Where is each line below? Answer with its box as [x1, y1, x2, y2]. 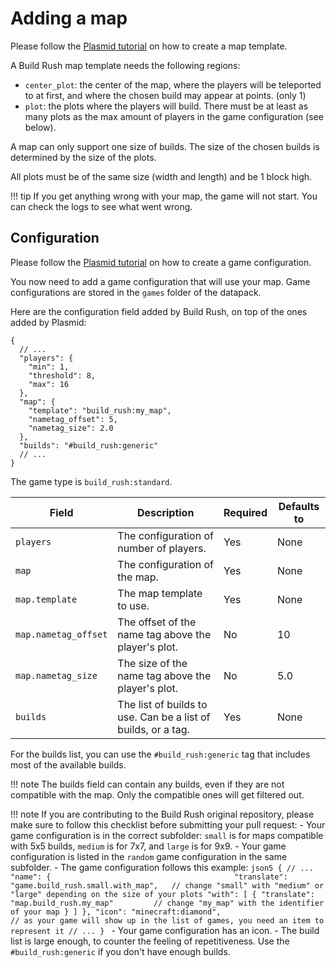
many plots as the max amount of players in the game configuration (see [24, 110, 324, 122]
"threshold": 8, [28, 370, 97, 381]
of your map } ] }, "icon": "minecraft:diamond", [10, 907, 222, 917]
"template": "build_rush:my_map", [28, 405, 172, 416]
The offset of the [117, 615, 197, 629]
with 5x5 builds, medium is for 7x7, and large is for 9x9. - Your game [10, 840, 287, 852]
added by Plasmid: [10, 316, 87, 328]
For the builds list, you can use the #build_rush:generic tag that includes [10, 748, 311, 760]
